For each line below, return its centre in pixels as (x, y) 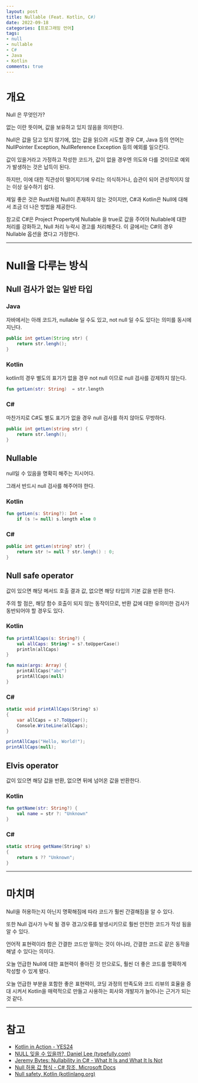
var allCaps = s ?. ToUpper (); (52, 720)
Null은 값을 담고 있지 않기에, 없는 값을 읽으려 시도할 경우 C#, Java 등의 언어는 (95, 140)
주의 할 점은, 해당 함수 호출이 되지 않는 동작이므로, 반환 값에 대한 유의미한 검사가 (98, 603)
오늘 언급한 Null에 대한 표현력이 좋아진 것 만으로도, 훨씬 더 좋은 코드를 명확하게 (96, 963)
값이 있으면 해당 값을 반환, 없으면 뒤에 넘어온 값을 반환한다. (74, 781)
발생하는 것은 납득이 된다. (41, 167)
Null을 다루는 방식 (47, 265)
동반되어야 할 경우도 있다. (35, 610)
